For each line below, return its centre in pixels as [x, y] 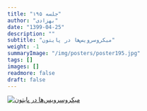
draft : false [27, 80]
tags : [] [20, 60]
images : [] [23, 66]
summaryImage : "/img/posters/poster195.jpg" [74, 54]
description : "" [31, 34]
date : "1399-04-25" [36, 27]
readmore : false [31, 73]
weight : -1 [23, 47]
